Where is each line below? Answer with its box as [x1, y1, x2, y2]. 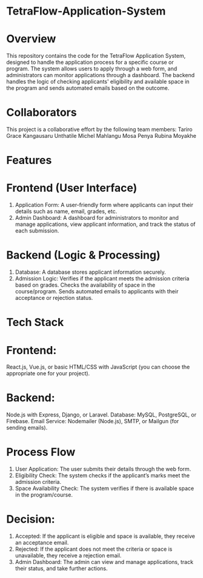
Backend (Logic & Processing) [6, 248, 161, 262]
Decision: [6, 512, 56, 526]
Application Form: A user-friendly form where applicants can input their [15, 202, 194, 209]
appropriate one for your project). [6, 370, 90, 377]
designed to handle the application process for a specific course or [6, 59, 174, 66]
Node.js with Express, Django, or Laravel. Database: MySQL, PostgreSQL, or [6, 411, 197, 418]
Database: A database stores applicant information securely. [15, 268, 167, 276]
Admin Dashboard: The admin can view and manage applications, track [15, 559, 194, 566]
